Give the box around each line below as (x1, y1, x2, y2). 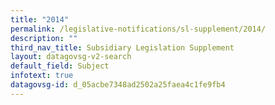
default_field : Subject (10, 61, 110, 71)
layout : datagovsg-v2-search (10, 52, 132, 62)
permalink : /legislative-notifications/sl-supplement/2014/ (10, 24, 267, 34)
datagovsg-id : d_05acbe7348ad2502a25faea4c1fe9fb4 (10, 80, 226, 90)
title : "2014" (10, 14, 70, 25)
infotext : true (10, 71, 74, 81)
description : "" (10, 33, 78, 43)
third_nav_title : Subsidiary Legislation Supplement (10, 42, 235, 53)
